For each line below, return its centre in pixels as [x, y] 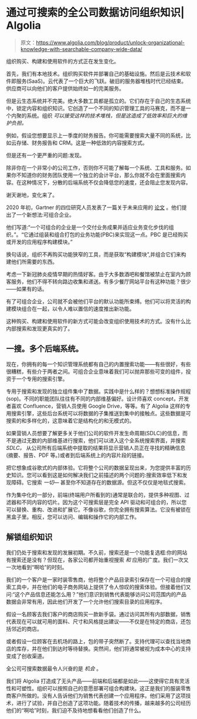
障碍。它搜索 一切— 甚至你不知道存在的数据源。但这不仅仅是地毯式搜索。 [100, 482]
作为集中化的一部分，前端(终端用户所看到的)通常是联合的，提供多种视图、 [95, 495]
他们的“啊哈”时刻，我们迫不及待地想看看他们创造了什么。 [75, 710]
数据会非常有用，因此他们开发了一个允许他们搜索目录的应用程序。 [86, 602]
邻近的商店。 [26, 629]
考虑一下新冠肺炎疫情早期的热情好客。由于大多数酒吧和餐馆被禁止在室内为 [96, 274]
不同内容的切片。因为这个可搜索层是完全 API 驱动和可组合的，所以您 [104, 502]
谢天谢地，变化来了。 [32, 194]
